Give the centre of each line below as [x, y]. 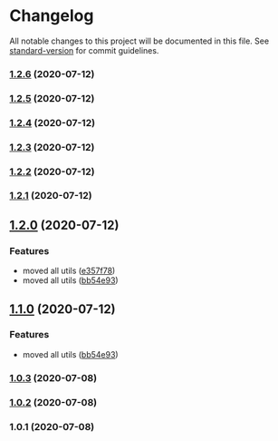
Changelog [52, 16]
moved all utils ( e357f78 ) [69, 271]
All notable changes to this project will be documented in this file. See [139, 41]
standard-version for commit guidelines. [84, 50]
